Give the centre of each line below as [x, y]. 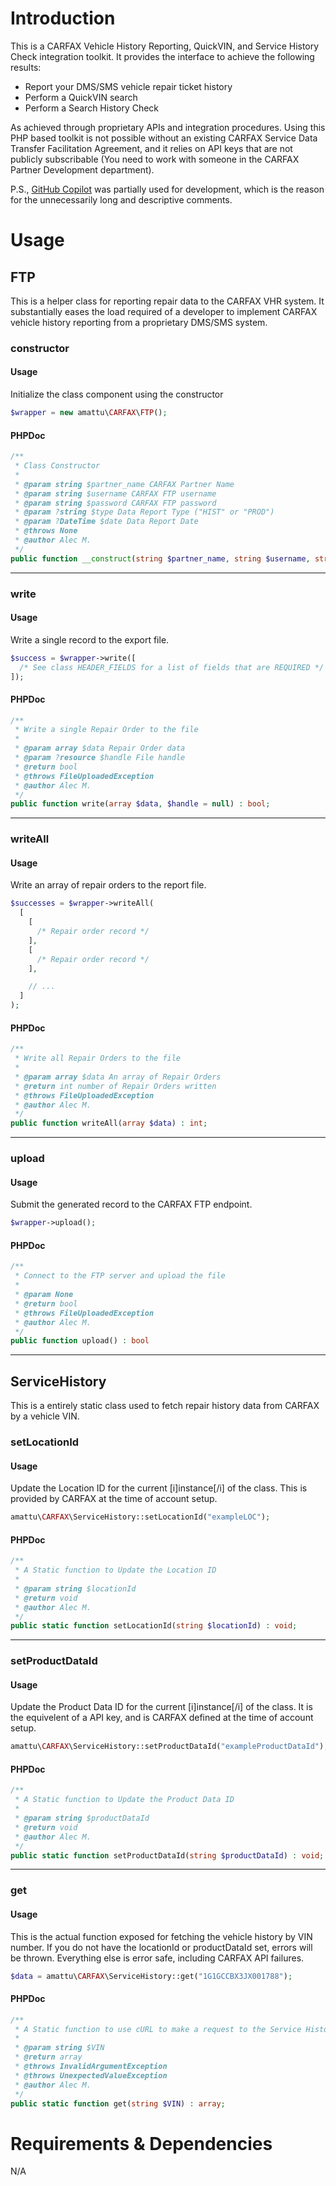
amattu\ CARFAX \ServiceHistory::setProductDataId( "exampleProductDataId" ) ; [169, 1747]
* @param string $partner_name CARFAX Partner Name [124, 484]
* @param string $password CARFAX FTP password [115, 503]
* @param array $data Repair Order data [100, 748]
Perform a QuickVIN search [81, 97]
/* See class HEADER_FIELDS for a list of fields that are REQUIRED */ [172, 667]
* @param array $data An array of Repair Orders [118, 1077]
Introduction [63, 18]
